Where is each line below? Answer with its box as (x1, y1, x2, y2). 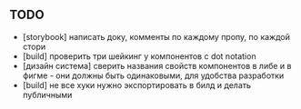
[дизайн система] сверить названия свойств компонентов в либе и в (22, 60, 292, 71)
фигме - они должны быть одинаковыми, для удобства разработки (22, 70, 285, 81)
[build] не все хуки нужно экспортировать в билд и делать (22, 79, 252, 90)
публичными (22, 89, 73, 100)
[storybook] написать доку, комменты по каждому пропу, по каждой (22, 31, 291, 42)
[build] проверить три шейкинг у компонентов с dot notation (22, 50, 256, 62)
